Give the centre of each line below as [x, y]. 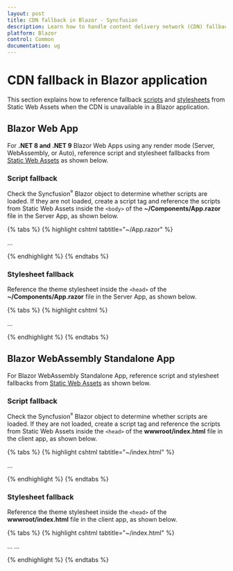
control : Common [31, 40]
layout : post [26, 14]
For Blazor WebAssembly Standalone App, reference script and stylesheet [113, 375]
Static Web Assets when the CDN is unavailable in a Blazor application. [109, 107]
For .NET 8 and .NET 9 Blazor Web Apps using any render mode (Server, [111, 145]
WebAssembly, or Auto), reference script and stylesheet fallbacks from [109, 153]
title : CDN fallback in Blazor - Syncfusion [72, 20]
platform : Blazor [32, 33]
